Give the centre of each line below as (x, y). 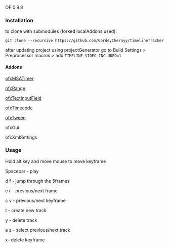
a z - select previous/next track (38, 230)
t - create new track (26, 210)
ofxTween (16, 117)
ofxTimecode (19, 108)
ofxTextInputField (23, 98)
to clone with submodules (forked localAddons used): (61, 31)
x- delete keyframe (25, 239)
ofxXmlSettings (21, 137)
